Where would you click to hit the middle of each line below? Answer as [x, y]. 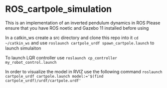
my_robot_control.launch [31, 62]
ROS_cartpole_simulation [59, 9]
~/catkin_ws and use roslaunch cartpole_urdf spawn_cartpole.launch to [80, 43]
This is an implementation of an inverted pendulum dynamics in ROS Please [83, 23]
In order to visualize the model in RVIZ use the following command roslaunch [84, 71]
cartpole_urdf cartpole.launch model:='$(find [54, 76]
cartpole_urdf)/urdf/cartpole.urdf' [43, 81]
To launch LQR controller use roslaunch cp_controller [61, 57]
